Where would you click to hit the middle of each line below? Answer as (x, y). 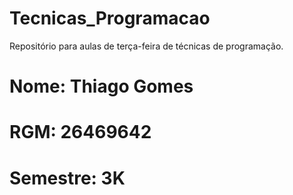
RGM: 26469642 (80, 132)
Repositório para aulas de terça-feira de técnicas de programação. (146, 46)
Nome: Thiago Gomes (101, 86)
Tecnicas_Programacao (110, 18)
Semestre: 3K (67, 178)
